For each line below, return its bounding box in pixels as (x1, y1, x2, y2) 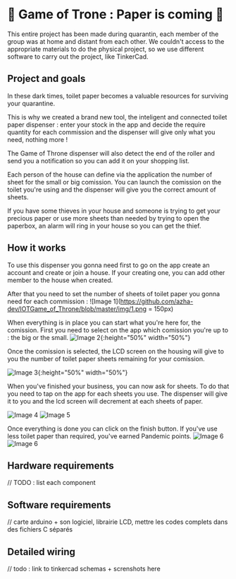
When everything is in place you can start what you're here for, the (7, 318, 201, 327)
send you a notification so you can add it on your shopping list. (7, 156, 190, 165)
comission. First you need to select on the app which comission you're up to (7, 325, 229, 334)
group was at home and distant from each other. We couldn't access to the (7, 37, 225, 45)
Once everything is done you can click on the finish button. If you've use (7, 424, 218, 433)
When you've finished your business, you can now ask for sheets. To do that (7, 382, 230, 390)
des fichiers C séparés (7, 525, 73, 534)
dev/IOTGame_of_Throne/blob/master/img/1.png (7, 304, 147, 313)
